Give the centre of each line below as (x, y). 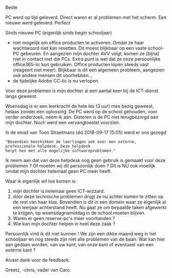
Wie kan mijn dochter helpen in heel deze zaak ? (64, 224)
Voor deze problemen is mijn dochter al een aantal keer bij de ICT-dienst (82, 91)
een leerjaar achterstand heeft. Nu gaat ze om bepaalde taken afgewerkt (90, 207)
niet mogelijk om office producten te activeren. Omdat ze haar (78, 43)
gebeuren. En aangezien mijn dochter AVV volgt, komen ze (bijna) (90, 54)
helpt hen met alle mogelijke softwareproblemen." (61, 151)
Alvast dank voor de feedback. (38, 260)
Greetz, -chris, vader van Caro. (38, 270)
